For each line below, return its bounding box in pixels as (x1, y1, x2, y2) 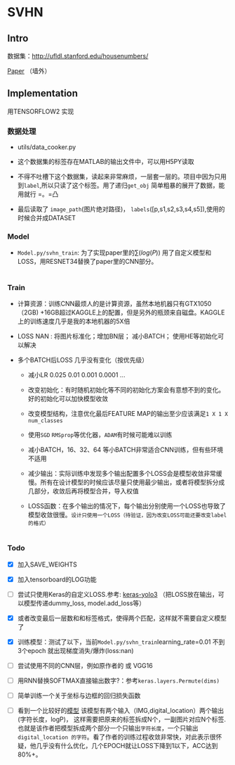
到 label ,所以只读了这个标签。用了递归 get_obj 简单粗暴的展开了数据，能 (17, 181, 225, 190)
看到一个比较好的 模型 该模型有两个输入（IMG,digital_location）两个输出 (17, 707, 224, 715)
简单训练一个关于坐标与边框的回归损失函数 (17, 691, 141, 700)
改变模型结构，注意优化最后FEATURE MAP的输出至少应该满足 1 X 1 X (27, 409, 228, 417)
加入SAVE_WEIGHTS (17, 560, 77, 569)
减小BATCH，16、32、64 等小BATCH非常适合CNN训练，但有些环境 (27, 445, 223, 454)
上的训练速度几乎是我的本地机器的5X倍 (17, 317, 130, 325)
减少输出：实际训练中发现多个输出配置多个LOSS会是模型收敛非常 (27, 469, 216, 477)
